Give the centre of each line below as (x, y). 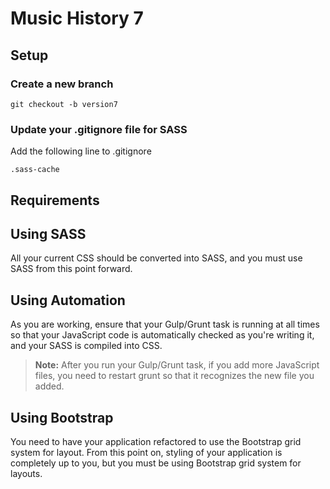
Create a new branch (62, 84)
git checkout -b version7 (64, 104)
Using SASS (48, 233)
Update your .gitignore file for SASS (99, 129)
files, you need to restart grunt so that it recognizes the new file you (174, 376)
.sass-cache (35, 170)
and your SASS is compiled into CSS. (86, 346)
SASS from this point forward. (71, 269)
